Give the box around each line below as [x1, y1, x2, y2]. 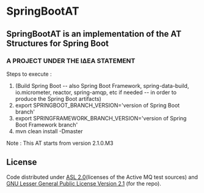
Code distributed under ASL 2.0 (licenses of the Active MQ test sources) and [6, 173, 199, 181]
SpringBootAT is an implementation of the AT [6, 29, 182, 39]
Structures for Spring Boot [6, 38, 109, 48]
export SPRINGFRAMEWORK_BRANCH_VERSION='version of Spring [15, 114, 187, 122]
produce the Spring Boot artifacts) [15, 95, 102, 102]
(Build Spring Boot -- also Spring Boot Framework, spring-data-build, [15, 82, 189, 89]
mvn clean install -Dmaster [15, 127, 83, 135]
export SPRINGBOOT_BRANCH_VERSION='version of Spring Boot [15, 101, 180, 109]
